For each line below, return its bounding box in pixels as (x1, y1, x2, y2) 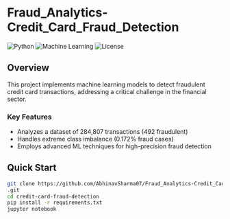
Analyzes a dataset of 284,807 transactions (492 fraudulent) (16, 128, 188, 136)
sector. (7, 95, 27, 103)
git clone (7, 180, 36, 187)
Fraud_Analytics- (7, 5, 108, 21)
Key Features (7, 112, 53, 122)
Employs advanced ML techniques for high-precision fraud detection (16, 142, 212, 150)
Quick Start (7, 162, 57, 174)
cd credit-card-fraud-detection (7, 193, 99, 200)
